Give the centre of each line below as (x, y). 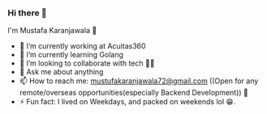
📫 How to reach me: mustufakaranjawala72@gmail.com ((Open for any (139, 81)
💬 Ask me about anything (61, 72)
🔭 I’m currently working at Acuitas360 (83, 46)
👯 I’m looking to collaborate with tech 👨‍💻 (87, 63)
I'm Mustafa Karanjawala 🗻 (52, 31)
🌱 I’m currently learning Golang (71, 55)
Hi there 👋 (28, 13)
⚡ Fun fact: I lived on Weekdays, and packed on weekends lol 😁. (127, 102)
